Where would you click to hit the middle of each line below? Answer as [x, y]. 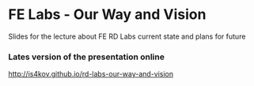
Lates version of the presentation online [86, 57]
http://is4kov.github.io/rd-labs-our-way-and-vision [91, 74]
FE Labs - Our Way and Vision [107, 15]
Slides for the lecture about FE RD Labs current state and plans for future [127, 36]
